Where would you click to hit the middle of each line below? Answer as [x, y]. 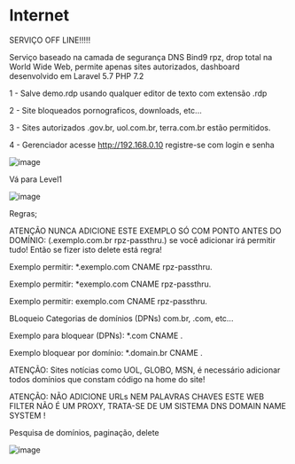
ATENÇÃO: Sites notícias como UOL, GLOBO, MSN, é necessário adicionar [145, 370]
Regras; [23, 213]
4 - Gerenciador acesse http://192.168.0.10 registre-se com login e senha [142, 145]
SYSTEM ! [27, 415]
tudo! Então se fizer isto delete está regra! [85, 249]
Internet [39, 16]
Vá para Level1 [36, 179]
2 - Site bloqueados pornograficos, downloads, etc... [105, 110]
